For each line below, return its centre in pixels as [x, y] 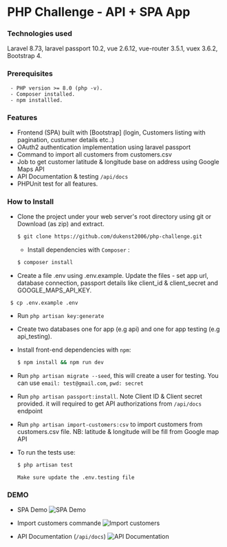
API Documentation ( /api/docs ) [62, 537]
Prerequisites [30, 74]
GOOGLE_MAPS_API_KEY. [54, 290]
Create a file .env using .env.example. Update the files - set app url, [112, 276]
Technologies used [40, 34]
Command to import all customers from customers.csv [94, 155]
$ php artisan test [45, 465]
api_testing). [34, 337]
